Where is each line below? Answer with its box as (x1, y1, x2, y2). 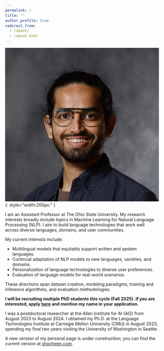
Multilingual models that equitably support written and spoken (12, 246, 137, 252)
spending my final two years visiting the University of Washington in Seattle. (5, 326, 158, 331)
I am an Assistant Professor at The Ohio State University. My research (5, 212, 145, 217)
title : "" (5, 13, 25, 18)
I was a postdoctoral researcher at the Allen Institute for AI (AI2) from (5, 311, 144, 316)
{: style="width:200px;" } (5, 202, 56, 208)
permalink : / (5, 8, 32, 13)
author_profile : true (5, 18, 49, 23)
